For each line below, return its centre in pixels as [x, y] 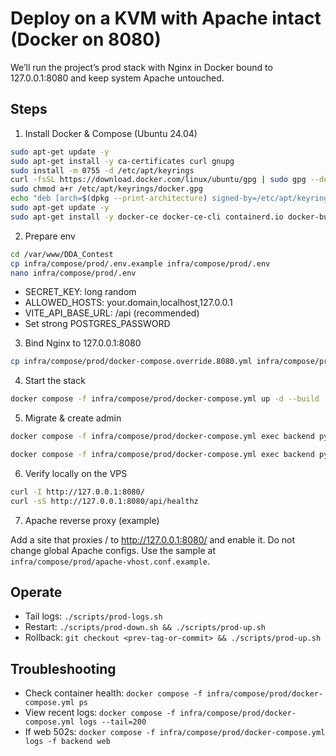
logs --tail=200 [112, 722]
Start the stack [55, 381]
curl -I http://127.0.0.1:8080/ [77, 492]
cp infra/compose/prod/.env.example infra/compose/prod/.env [140, 263]
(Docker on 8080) [86, 39]
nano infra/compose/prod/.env [73, 273]
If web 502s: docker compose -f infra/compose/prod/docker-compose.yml [175, 732]
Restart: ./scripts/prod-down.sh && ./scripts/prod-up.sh [145, 627]
